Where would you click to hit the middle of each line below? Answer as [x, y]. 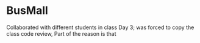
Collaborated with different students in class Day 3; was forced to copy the [100, 27]
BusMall [27, 11]
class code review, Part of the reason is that [62, 33]
